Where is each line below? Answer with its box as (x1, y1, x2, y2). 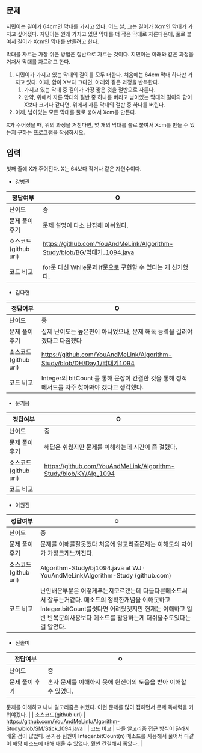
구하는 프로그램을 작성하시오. (17, 129, 85, 136)
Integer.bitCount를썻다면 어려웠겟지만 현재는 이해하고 (40, 605, 185, 613)
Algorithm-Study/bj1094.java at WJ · (40, 564, 145, 572)
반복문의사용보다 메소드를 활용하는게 (47, 614, 145, 622)
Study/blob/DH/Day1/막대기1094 (41, 359, 135, 367)
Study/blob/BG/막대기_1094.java (42, 248, 135, 257)
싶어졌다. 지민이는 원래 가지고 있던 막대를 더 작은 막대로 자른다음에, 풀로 (17, 30, 186, 37)
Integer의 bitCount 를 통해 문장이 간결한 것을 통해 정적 (41, 374, 188, 382)
